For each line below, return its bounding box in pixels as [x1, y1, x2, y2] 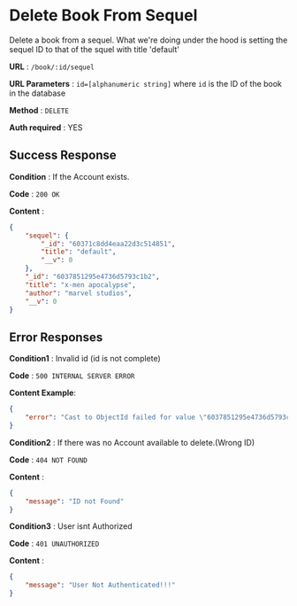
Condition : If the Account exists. [9, 171, 130, 182]
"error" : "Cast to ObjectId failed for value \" [25, 413, 208, 422]
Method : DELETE [9, 105, 69, 115]
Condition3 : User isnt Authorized [9, 521, 133, 532]
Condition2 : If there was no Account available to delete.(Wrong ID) [9, 437, 255, 447]
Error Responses [9, 330, 103, 345]
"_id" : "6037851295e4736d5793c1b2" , [25, 272, 161, 281]
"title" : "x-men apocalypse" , [25, 280, 137, 289]
